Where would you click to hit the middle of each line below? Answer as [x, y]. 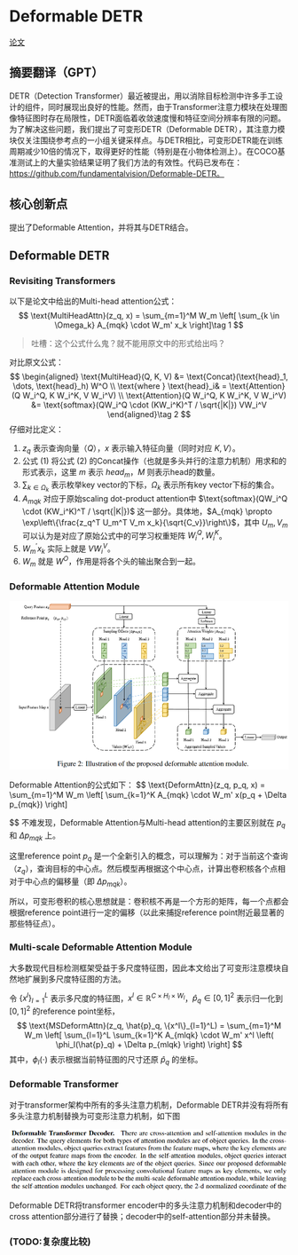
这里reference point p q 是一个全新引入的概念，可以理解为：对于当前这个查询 [149, 856]
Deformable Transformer [64, 1085]
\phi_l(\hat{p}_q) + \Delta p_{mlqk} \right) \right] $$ [149, 1044]
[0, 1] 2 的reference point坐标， [64, 1010]
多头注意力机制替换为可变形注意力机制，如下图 [94, 1116]
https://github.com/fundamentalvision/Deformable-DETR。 [117, 173]
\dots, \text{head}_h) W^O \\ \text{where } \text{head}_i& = [120, 386]
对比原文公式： [36, 362]
